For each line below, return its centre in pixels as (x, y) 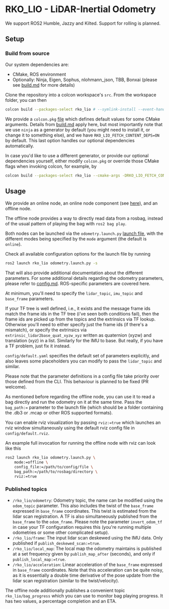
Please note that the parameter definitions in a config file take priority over (82, 376)
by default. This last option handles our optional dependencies (70, 140)
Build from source (27, 53)
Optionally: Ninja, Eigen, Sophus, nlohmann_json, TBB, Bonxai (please (85, 80)
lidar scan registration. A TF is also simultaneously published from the (85, 516)
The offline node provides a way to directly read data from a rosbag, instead (84, 218)
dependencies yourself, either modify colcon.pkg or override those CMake (82, 161)
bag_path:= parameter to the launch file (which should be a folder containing (84, 407)
